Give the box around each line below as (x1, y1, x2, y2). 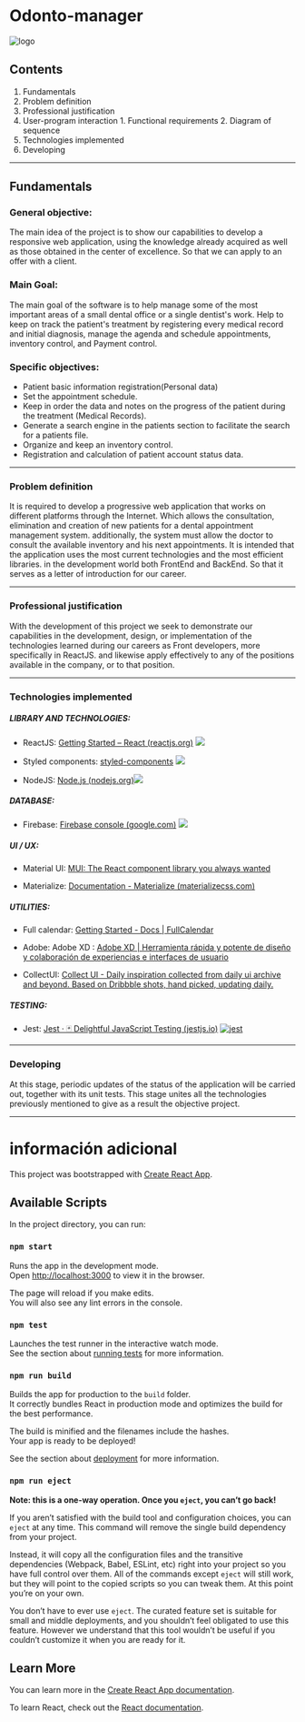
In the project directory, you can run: (9, 1219, 146, 1230)
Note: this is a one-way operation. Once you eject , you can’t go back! (9, 1494, 277, 1505)
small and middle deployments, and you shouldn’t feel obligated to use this (9, 1615, 289, 1626)
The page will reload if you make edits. (9, 1287, 154, 1298)
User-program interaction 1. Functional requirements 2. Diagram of (22, 115, 272, 126)
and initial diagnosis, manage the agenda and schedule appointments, (9, 328, 271, 339)
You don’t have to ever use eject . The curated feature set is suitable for (9, 1605, 277, 1616)
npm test (9, 1320, 48, 1330)
